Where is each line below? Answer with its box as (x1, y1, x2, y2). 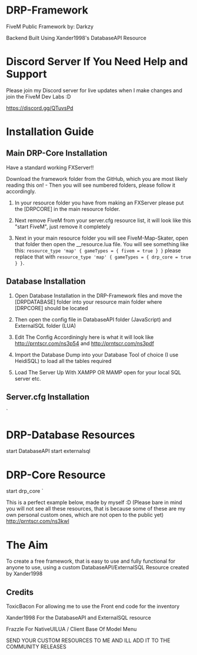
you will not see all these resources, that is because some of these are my (6, 505, 186, 512)
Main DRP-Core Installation (6, 148, 108, 159)
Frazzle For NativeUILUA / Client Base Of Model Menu (6, 626, 137, 633)
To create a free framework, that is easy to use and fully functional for (6, 557, 176, 565)
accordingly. (6, 187, 36, 194)
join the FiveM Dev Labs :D (6, 93, 71, 100)
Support (6, 68, 47, 81)
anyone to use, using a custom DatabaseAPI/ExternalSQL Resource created (6, 564, 189, 571)
